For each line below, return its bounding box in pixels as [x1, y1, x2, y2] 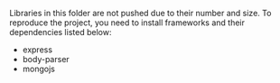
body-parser [22, 54, 70, 64]
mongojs [22, 63, 56, 74]
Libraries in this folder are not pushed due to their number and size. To [9, 8, 272, 18]
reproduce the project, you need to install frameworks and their [9, 17, 246, 28]
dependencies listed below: [9, 27, 112, 37]
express [22, 44, 52, 55]
